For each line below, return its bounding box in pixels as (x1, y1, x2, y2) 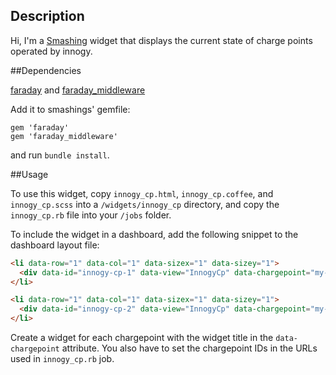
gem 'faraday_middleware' (10, 131, 118, 141)
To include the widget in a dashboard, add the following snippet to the (10, 228, 299, 240)
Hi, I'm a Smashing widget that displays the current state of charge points (10, 34, 313, 46)
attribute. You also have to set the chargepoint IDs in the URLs (61, 342, 318, 354)
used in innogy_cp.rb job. (10, 353, 115, 365)
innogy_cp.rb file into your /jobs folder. (10, 209, 172, 221)
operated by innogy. (10, 45, 93, 57)
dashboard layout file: (10, 239, 100, 251)
